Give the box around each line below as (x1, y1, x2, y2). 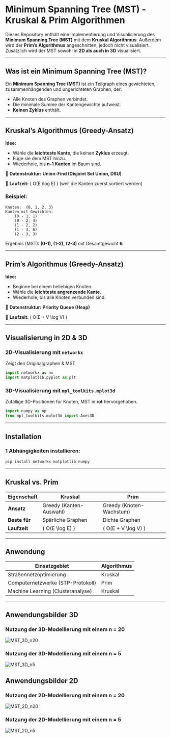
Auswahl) (42, 508, 65, 515)
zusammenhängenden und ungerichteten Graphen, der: (5, 86, 122, 92)
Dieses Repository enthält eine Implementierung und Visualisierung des (5, 31, 155, 37)
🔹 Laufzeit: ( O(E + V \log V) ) (5, 314, 68, 320)
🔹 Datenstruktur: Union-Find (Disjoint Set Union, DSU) (5, 170, 122, 176)
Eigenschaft (8, 493, 38, 500)
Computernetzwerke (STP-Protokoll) (8, 579, 97, 587)
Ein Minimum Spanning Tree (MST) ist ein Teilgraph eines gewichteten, (5, 81, 156, 87)
